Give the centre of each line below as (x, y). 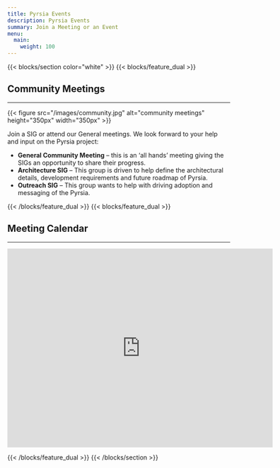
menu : (15, 34)
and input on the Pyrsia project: (53, 141)
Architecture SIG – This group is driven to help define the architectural (121, 170)
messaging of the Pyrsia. (54, 192)
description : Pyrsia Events (49, 21)
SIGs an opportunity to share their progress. (82, 163)
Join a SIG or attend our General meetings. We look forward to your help (112, 134)
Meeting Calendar (48, 229)
